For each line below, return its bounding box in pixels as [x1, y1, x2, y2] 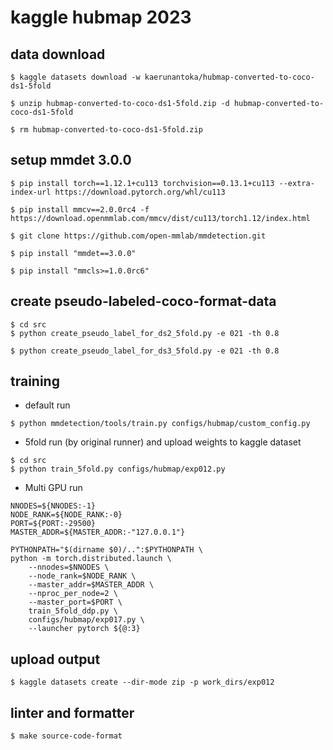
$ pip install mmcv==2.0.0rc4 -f [10, 204, 150, 215]
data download [10, 46, 106, 63]
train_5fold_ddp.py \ [28, 606, 118, 616]
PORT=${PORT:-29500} [10, 519, 97, 529]
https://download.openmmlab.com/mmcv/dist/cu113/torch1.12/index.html [10, 213, 311, 223]
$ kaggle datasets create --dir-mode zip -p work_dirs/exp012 [10, 677, 275, 688]
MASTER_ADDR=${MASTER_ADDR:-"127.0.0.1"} [10, 527, 186, 538]
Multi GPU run [24, 482, 83, 494]
